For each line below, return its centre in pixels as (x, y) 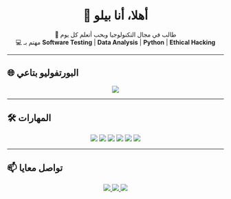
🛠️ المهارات (29, 118)
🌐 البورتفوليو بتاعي (43, 73)
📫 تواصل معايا (35, 168)
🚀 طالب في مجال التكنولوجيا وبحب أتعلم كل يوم (115, 34)
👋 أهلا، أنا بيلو (115, 15)
